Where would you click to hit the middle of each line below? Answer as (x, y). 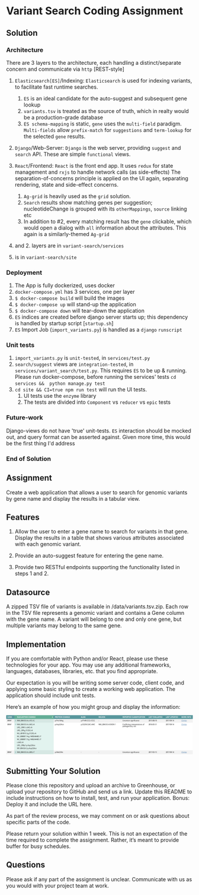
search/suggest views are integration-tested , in (74, 365)
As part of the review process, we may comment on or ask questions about (98, 816)
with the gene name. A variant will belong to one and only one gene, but (94, 619)
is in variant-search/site (46, 257)
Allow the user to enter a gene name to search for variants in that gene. (102, 532)
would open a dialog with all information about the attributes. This (105, 228)
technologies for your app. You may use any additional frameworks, (89, 665)
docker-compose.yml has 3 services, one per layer (75, 292)
